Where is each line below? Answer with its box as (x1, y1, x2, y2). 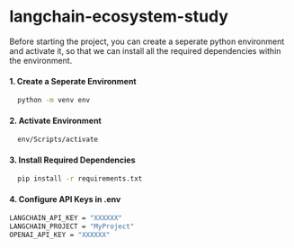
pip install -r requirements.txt (17, 174, 143, 183)
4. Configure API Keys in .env (9, 193, 121, 204)
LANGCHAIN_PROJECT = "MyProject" (9, 222, 135, 231)
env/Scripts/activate (17, 135, 99, 145)
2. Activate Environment (9, 115, 102, 126)
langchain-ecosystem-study (9, 6, 229, 27)
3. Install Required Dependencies (9, 155, 136, 165)
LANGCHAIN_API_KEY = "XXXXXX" (9, 214, 123, 223)
